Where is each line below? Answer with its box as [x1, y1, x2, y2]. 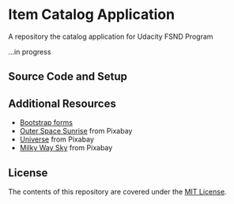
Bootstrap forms [19, 118, 74, 127]
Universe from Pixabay [19, 134, 95, 144]
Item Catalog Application [8, 6, 175, 24]
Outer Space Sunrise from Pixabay [19, 127, 133, 136]
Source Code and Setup [8, 70, 128, 84]
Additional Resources [8, 96, 116, 110]
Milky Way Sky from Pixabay [19, 143, 113, 153]
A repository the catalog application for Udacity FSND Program [8, 32, 213, 41]
